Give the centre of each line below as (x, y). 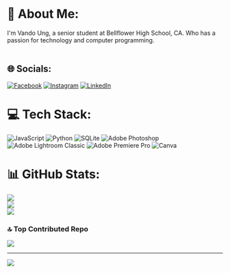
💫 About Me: (43, 14)
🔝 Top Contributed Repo (48, 229)
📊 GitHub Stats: (54, 174)
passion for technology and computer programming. (81, 40)
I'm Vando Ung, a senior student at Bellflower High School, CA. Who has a (111, 33)
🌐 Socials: (29, 69)
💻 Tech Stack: (49, 114)
